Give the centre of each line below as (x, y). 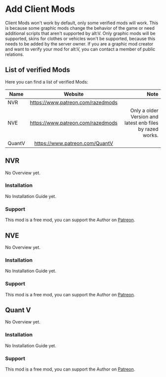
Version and (145, 116)
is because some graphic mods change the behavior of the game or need (80, 28)
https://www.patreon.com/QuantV (74, 143)
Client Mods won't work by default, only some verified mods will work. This (82, 23)
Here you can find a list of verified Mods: (47, 82)
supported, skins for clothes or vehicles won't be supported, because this (80, 39)
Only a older (144, 110)
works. (150, 135)
